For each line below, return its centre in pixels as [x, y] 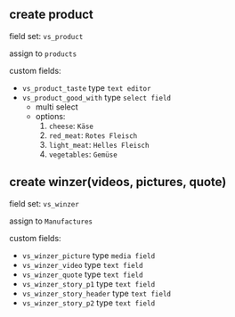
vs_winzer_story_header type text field [97, 293]
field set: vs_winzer [45, 203]
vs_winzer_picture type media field [89, 255]
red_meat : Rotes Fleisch [93, 135]
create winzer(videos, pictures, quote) [118, 182]
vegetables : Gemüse [83, 154]
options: [50, 116]
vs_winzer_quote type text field [83, 274]
